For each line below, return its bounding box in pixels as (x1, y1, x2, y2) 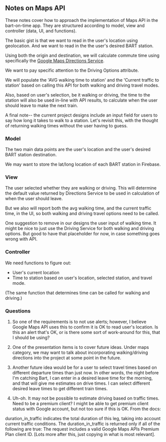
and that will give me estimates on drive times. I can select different (12, 380, 150, 386)
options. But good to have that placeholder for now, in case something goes (5, 231, 160, 237)
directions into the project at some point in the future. (12, 355, 121, 360)
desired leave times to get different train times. (12, 386, 108, 391)
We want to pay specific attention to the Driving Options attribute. (5, 67, 139, 73)
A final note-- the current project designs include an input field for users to (5, 112, 158, 118)
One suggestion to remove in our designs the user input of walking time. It (5, 220, 157, 226)
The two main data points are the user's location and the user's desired (5, 146, 151, 152)
